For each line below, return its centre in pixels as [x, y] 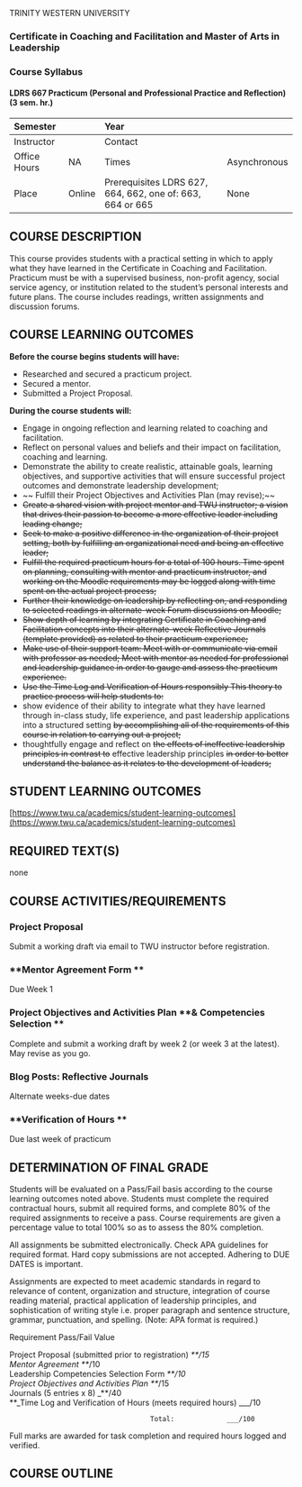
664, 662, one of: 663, [153, 194]
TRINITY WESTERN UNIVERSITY [70, 13]
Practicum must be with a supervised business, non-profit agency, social [144, 278]
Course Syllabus [46, 71]
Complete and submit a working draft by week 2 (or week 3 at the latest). [145, 1044]
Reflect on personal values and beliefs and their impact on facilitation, [151, 447]
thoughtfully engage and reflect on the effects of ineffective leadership [154, 743]
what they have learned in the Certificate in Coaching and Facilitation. [138, 268]
